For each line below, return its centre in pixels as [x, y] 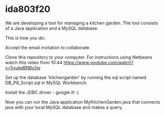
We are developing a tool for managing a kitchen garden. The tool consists [82, 23]
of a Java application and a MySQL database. [52, 28]
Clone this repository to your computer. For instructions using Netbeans [79, 57]
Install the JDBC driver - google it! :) [42, 92]
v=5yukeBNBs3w [23, 68]
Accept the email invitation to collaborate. [48, 47]
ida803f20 [28, 9]
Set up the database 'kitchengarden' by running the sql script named [76, 77]
